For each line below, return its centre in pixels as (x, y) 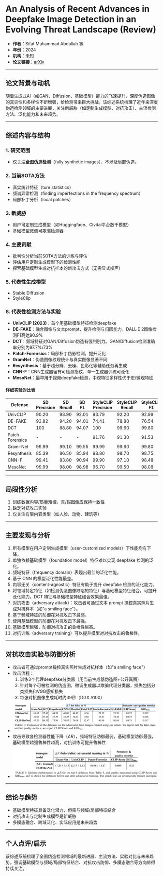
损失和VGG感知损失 (44, 691)
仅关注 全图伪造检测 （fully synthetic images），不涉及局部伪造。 (76, 162)
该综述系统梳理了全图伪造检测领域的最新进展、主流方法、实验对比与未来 (77, 856)
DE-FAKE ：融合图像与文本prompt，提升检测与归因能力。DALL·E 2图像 (82, 329)
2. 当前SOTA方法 (25, 176)
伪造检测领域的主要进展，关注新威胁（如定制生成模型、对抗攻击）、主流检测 (81, 108)
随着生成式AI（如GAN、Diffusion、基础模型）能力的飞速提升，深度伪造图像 (80, 96)
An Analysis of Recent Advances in (77, 9)
